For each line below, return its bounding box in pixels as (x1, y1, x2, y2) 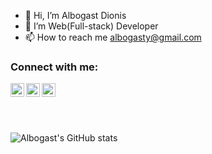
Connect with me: (10, 60, 99, 74)
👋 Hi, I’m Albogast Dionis (24, 10, 127, 21)
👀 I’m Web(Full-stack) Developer (24, 20, 159, 32)
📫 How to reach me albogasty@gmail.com (24, 31, 202, 43)
